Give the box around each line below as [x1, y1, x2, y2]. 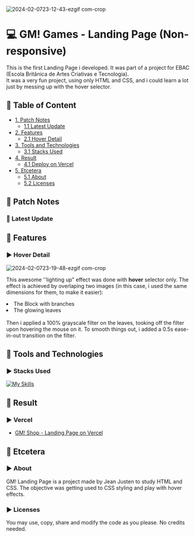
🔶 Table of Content [6, 100, 77, 110]
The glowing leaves [14, 306, 61, 313]
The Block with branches [14, 300, 75, 307]
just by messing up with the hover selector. [6, 83, 112, 90]
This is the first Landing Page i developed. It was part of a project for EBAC [6, 64, 190, 71]
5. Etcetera [14, 167, 42, 174]
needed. [6, 525, 27, 533]
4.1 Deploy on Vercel [23, 160, 74, 167]
